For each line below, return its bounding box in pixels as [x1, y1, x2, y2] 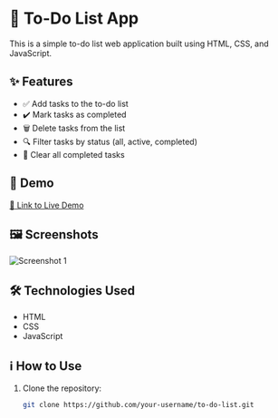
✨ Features [9, 74, 73, 90]
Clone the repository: [22, 383, 102, 394]
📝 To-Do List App [9, 8, 139, 29]
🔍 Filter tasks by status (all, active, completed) [22, 136, 197, 147]
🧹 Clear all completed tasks [22, 149, 125, 160]
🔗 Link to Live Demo [9, 199, 84, 210]
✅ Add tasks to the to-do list [22, 98, 129, 109]
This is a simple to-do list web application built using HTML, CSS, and [9, 38, 269, 49]
